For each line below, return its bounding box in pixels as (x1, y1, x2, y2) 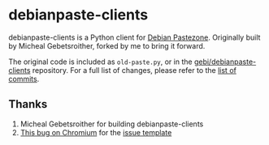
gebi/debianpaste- (193, 57, 257, 66)
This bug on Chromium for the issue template (20, 127, 172, 137)
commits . (8, 74, 40, 83)
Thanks (8, 97, 48, 111)
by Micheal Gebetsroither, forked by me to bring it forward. (8, 41, 206, 50)
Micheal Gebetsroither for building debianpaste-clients (20, 119, 204, 129)
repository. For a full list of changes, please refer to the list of (32, 65, 237, 75)
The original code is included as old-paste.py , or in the (8, 57, 193, 66)
